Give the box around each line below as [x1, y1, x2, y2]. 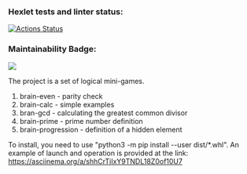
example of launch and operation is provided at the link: [8, 148, 189, 158]
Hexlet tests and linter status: [8, 6, 124, 17]
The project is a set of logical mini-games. [8, 76, 145, 85]
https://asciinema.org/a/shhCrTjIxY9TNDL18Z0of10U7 [8, 156, 183, 166]
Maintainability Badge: [8, 44, 97, 55]
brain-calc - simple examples [19, 100, 115, 109]
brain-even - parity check [19, 91, 103, 100]
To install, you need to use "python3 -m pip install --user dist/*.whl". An [8, 140, 240, 149]
